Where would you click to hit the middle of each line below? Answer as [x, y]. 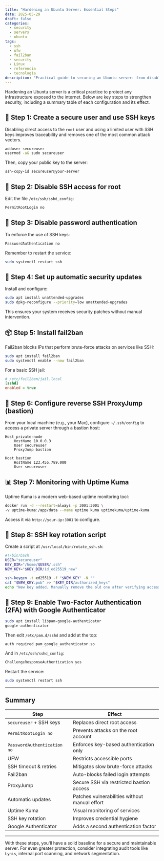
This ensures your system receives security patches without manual [74, 312]
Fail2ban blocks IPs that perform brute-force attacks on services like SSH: [80, 347]
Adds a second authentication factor [115, 826]
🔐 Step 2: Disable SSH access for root [63, 187]
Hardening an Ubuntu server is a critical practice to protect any [68, 91]
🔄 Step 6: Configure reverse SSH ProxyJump [74, 403]
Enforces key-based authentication [114, 744]
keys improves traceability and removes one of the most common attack [78, 135]
